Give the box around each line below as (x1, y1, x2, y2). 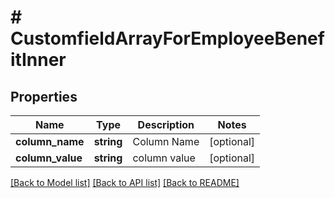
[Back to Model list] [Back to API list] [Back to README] (10, 177, 240, 188)
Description (137, 118, 195, 131)
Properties (10, 88, 78, 105)
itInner (10, 49, 67, 71)
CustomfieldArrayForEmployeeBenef (10, 27, 325, 50)
